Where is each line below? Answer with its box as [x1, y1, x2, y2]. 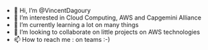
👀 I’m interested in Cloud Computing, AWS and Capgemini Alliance [13, 14, 202, 22]
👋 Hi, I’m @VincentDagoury [13, 7, 91, 14]
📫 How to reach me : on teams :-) [13, 36, 111, 43]
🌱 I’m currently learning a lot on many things [13, 21, 139, 28]
